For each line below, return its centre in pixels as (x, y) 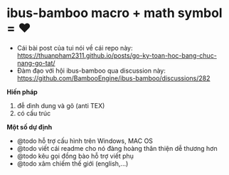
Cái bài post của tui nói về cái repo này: (75, 48)
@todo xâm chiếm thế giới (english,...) (73, 163)
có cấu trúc (34, 113)
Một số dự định (30, 127)
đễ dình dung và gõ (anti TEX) (61, 105)
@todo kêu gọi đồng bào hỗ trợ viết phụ (75, 156)
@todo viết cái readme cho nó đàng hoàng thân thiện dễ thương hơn (117, 148)
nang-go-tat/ (36, 63)
